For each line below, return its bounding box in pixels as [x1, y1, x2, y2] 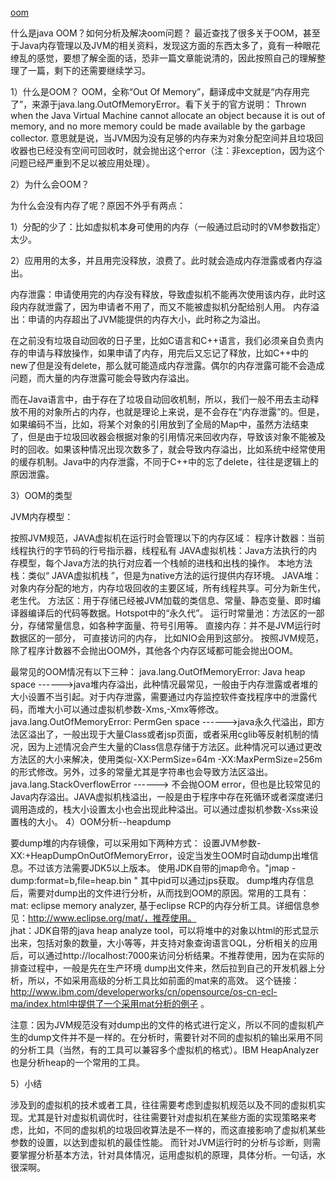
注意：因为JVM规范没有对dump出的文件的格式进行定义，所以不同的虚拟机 [10, 1019, 316, 1031]
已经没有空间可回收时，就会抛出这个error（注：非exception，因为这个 [36, 145, 325, 156]
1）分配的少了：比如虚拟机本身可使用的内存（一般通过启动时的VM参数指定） [10, 221, 326, 232]
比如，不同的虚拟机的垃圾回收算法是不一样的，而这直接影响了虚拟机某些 [27, 1124, 326, 1136]
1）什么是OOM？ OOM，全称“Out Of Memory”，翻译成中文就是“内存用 [10, 86, 302, 97]
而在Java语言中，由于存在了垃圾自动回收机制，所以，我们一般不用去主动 [10, 393, 311, 405]
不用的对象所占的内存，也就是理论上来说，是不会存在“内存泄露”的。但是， [18, 406, 325, 417]
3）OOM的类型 [10, 490, 73, 501]
